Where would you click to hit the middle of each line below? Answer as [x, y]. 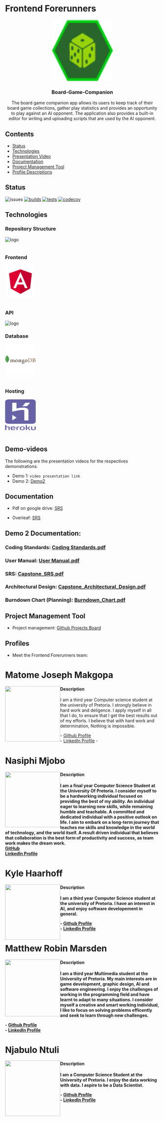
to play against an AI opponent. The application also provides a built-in [82, 113]
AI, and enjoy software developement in [102, 909]
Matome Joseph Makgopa [59, 675]
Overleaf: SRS [26, 518]
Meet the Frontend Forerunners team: [50, 655]
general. [69, 914]
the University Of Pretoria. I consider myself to [108, 791]
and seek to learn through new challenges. [105, 1015]
